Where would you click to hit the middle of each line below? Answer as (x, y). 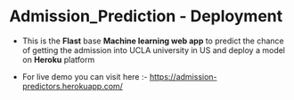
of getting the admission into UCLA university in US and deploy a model (154, 50)
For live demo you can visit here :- (85, 76)
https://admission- (183, 76)
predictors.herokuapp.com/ (72, 86)
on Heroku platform (58, 59)
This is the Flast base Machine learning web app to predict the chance (153, 41)
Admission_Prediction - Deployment (146, 16)
